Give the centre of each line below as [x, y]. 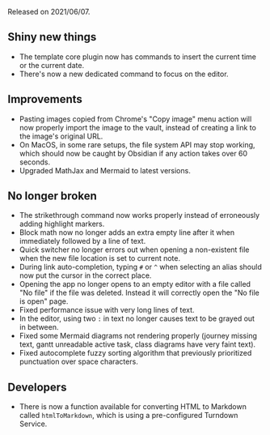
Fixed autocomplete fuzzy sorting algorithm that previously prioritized [135, 353]
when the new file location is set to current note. [100, 258]
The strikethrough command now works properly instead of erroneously [139, 215]
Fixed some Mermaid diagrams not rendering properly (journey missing [138, 336]
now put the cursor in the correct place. [85, 275]
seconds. [35, 162]
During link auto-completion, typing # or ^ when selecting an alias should [140, 267]
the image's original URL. [61, 136]
